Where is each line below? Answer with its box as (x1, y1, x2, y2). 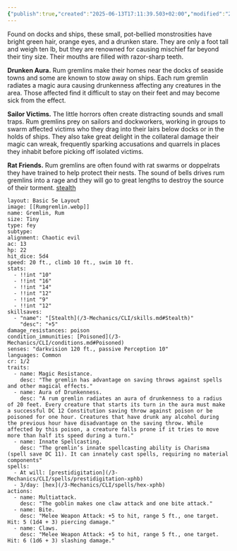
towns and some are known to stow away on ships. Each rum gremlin (7, 73, 209, 82)
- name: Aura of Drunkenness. (13, 389, 102, 396)
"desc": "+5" (20, 321, 59, 328)
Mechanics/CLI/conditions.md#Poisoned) (7, 339, 125, 346)
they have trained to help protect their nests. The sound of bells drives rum (7, 168, 225, 177)
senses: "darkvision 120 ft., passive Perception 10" (7, 345, 169, 352)
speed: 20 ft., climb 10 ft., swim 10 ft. (7, 259, 134, 266)
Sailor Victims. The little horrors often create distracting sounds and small (7, 109, 224, 118)
